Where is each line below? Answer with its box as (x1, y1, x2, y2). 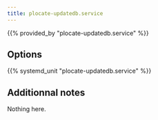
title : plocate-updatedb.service (7, 10, 103, 17)
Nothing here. (7, 105, 46, 113)
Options (7, 49, 43, 60)
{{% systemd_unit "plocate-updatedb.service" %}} (7, 67, 152, 75)
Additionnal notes (7, 86, 86, 98)
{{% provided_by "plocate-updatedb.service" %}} (7, 29, 150, 37)
